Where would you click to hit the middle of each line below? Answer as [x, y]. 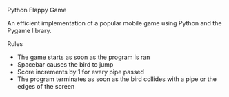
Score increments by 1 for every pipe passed [81, 72]
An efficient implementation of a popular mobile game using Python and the [114, 23]
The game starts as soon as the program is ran [83, 57]
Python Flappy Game [37, 10]
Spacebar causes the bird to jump [65, 64]
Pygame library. [29, 31]
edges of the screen [46, 86]
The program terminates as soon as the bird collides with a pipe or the [117, 79]
